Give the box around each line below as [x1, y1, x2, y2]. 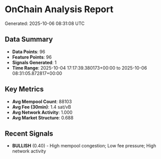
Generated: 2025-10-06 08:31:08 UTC [5, 20, 85, 26]
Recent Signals [5, 129, 54, 138]
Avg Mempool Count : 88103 [12, 98, 72, 105]
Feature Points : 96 [12, 54, 52, 60]
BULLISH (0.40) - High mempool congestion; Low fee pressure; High [12, 143, 156, 149]
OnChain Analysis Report [5, 4, 114, 15]
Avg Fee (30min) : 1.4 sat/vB [12, 104, 72, 110]
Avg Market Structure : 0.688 [12, 114, 74, 120]
